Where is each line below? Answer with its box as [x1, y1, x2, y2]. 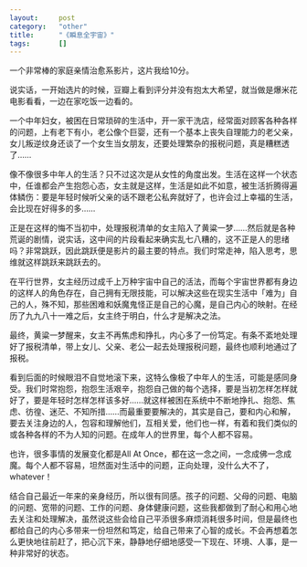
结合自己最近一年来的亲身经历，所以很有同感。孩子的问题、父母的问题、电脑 [9, 490, 298, 502]
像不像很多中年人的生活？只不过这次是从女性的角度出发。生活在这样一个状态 [9, 169, 298, 180]
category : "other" [9, 22, 89, 31]
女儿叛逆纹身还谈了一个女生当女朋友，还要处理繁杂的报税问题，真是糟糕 [9, 138, 281, 149]
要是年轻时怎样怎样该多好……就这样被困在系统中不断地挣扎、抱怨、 [33, 394, 288, 406]
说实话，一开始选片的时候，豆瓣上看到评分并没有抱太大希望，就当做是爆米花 [9, 84, 298, 96]
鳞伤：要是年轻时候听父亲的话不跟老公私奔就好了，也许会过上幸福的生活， [16, 192, 298, 203]
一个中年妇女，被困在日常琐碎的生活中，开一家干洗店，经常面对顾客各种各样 [9, 115, 298, 126]
